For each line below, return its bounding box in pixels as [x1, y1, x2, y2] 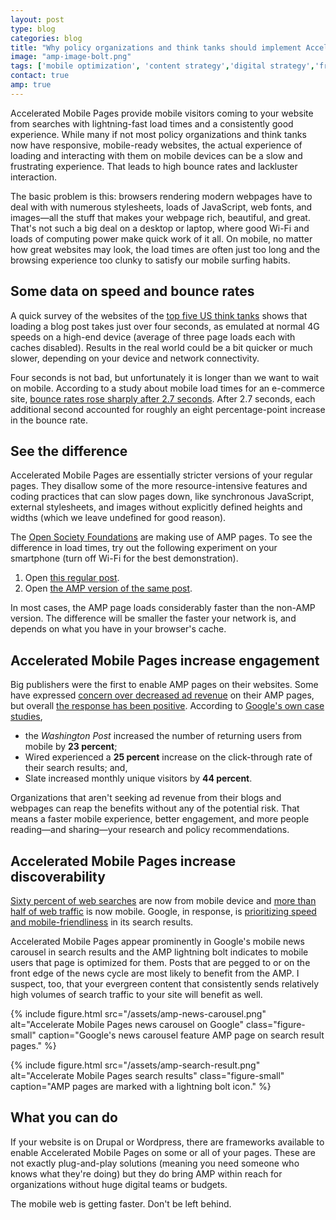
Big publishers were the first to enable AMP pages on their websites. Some [10, 679, 319, 691]
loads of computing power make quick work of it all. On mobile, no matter [10, 232, 313, 245]
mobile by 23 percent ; [24, 741, 118, 753]
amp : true [10, 80, 52, 90]
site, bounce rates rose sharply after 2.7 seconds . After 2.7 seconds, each [10, 392, 316, 405]
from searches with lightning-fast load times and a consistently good [10, 117, 294, 130]
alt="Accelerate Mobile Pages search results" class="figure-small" [10, 1070, 285, 1081]
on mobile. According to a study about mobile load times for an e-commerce [10, 382, 325, 394]
